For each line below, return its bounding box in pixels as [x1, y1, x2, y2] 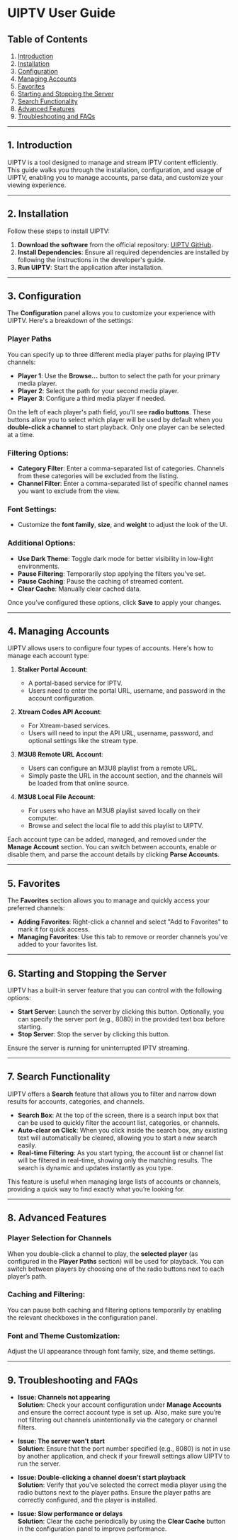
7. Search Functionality [7, 1071, 110, 1083]
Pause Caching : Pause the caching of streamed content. [17, 577, 184, 585]
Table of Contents [7, 33, 89, 45]
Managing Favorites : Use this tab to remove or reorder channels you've [17, 933, 228, 941]
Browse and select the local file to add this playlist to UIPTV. [28, 822, 204, 830]
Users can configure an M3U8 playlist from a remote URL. [28, 764, 198, 773]
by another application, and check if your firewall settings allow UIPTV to [17, 1451, 230, 1460]
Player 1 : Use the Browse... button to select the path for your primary [17, 371, 220, 380]
